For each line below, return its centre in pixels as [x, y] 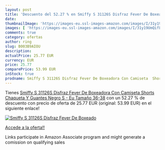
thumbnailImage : [22, 23]
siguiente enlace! [22, 108]
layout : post [18, 10]
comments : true [21, 33]
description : [18, 51]
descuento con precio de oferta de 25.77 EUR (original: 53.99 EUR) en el [78, 103]
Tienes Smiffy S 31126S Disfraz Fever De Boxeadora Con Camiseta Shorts [80, 92]
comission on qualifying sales [35, 142]
